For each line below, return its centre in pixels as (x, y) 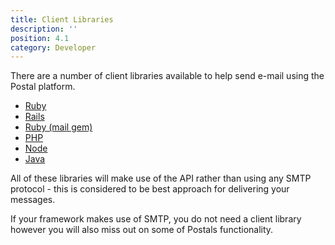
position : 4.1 (40, 38)
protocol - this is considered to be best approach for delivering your (150, 189)
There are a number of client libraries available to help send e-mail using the (167, 76)
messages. (33, 200)
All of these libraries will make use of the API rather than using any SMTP (161, 178)
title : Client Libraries (62, 19)
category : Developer (53, 47)
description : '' (44, 29)
